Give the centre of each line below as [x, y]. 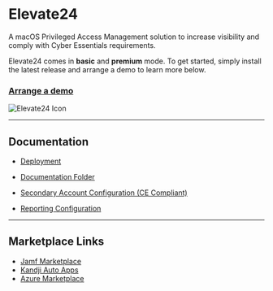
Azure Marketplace [52, 278]
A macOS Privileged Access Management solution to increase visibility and [134, 37]
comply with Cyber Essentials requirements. [82, 45]
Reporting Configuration [61, 209]
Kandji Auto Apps [49, 270]
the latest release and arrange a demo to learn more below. [107, 69]
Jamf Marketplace [51, 261]
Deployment [41, 161]
